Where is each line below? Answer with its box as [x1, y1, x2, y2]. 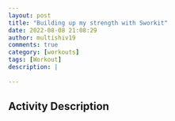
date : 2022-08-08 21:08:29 [8, 26, 97, 34]
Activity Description [8, 100, 109, 113]
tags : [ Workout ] [8, 56, 62, 64]
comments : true [8, 41, 59, 49]
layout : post [8, 11, 51, 20]
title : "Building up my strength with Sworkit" [8, 19, 169, 27]
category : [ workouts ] [8, 48, 80, 56]
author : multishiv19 [8, 33, 77, 42]
